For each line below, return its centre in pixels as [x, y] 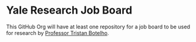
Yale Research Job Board [69, 10]
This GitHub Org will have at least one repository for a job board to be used [98, 27]
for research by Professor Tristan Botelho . [57, 33]
